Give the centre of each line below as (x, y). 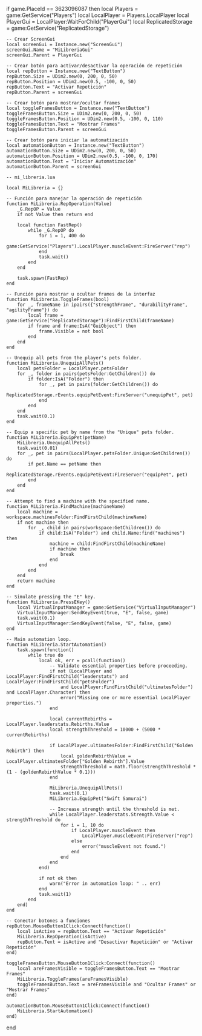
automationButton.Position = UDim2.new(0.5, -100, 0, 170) (82, 156)
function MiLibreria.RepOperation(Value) (59, 204)
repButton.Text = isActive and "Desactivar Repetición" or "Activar (105, 942)
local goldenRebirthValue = (96, 756)
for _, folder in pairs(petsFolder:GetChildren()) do (86, 374)
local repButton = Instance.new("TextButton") (66, 71)
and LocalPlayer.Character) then (48, 692)
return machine (36, 581)
